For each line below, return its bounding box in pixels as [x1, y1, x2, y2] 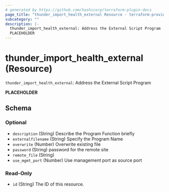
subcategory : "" [5, 17, 39, 22]
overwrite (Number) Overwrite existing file [12, 141, 101, 147]
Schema [5, 104, 32, 113]
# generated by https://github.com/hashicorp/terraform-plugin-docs [5, 7, 152, 13]
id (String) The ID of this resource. [12, 181, 84, 187]
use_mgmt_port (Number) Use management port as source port [12, 157, 142, 163]
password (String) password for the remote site [12, 146, 109, 152]
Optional [5, 119, 27, 126]
